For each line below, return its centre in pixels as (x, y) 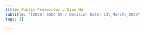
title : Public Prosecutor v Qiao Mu (44, 10)
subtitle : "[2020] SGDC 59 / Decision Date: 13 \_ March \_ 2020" (73, 14)
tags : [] (15, 19)
